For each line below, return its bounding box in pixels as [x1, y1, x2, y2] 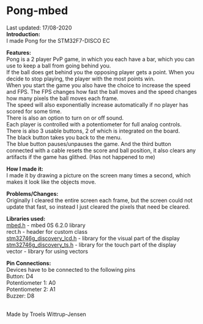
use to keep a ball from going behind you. [6, 62, 111, 69]
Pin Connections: [6, 259, 51, 267]
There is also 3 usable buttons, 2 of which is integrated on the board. [6, 127, 180, 134]
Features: [6, 48, 32, 56]
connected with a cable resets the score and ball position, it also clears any [6, 147, 196, 154]
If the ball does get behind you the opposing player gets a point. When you [6, 68, 194, 75]
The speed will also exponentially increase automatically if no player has [6, 101, 188, 108]
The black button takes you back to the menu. [6, 133, 122, 141]
